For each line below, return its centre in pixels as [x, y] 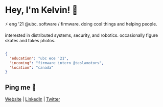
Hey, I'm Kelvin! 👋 [42, 10]
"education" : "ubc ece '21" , [39, 58]
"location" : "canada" [32, 67]
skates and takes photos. [30, 40]
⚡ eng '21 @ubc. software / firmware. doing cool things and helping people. [81, 24]
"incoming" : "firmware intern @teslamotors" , [57, 63]
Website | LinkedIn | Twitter [33, 99]
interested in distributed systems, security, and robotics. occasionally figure [81, 35]
